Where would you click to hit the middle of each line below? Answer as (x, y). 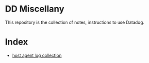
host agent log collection (37, 55)
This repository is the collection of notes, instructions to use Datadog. (75, 22)
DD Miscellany (35, 9)
